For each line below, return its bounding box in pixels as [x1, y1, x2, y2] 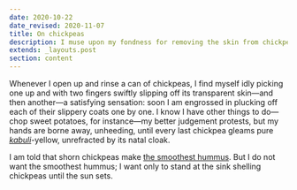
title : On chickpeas [9, 29, 86, 38]
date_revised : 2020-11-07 [9, 21, 104, 30]
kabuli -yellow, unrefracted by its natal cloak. [9, 134, 171, 145]
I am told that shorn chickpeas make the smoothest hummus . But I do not [9, 152, 276, 162]
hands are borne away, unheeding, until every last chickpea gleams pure [9, 125, 274, 135]
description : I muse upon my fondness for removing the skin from [9, 37, 259, 47]
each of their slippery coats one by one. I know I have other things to [9, 107, 260, 117]
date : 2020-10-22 [9, 12, 73, 22]
